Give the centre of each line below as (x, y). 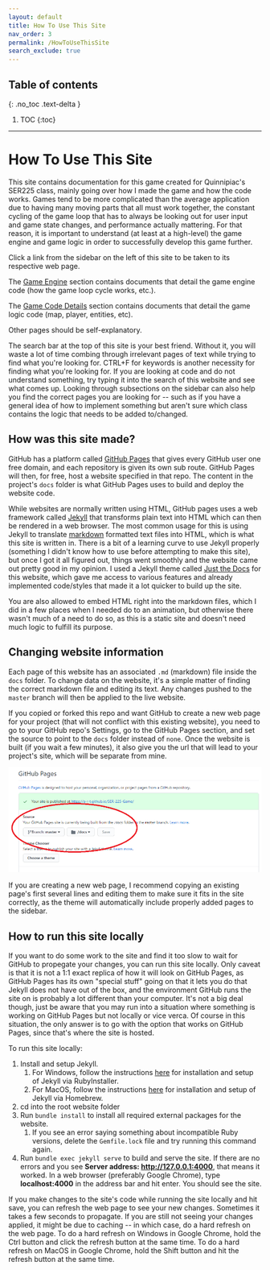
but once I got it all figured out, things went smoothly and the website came (133, 560)
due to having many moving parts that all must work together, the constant (132, 207)
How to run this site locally (76, 936)
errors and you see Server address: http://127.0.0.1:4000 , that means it (140, 1166)
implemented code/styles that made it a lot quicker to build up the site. (125, 585)
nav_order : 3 (30, 34)
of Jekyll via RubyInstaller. (75, 1081)
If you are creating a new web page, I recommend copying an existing (124, 885)
